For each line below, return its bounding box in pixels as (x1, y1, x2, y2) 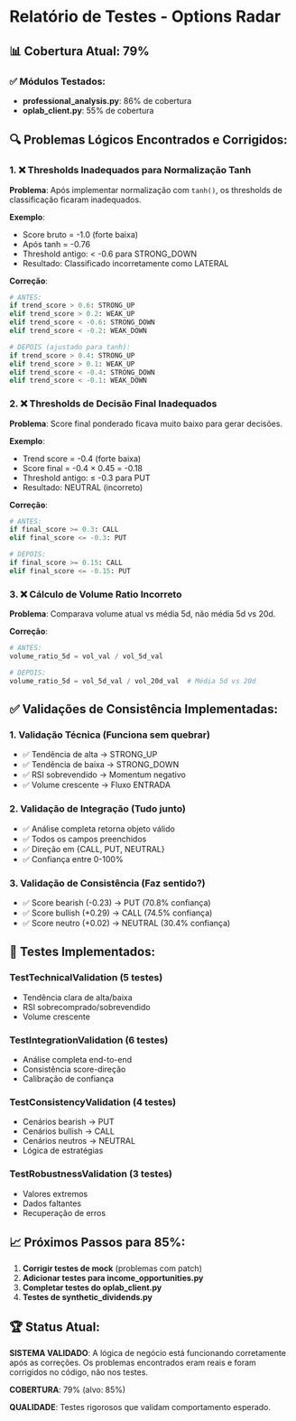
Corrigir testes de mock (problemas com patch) (22, 1263, 203, 1274)
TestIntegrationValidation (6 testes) (9, 1034, 169, 1046)
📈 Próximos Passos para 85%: (9, 1234, 186, 1249)
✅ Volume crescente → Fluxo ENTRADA (22, 779, 171, 791)
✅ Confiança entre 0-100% (22, 853, 124, 864)
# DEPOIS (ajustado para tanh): (9, 342, 131, 351)
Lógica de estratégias (22, 1145, 104, 1156)
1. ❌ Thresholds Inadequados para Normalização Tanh (9, 164, 252, 177)
